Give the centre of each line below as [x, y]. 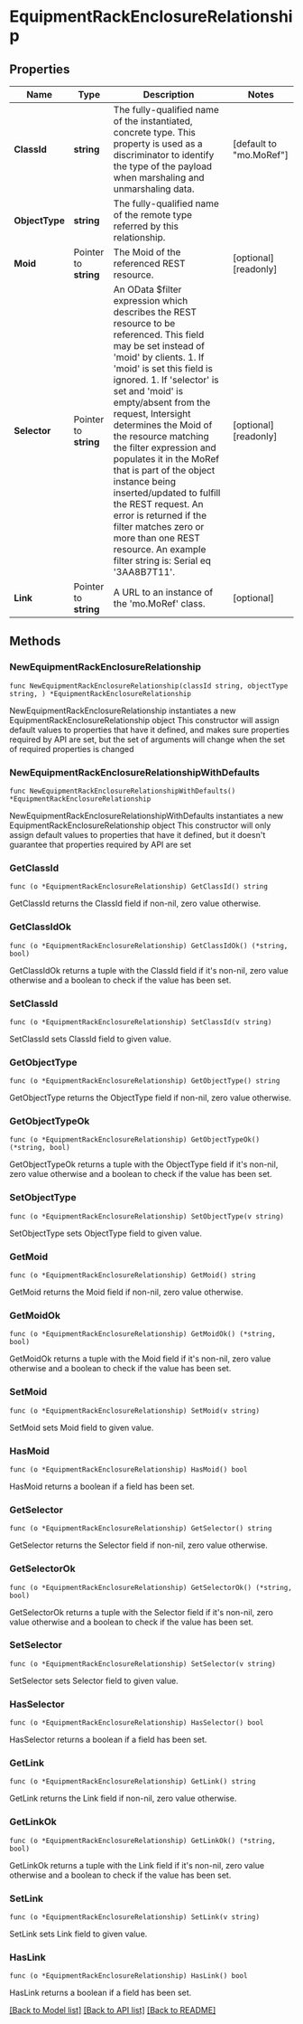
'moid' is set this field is [163, 368]
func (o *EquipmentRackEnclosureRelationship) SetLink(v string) [134, 1917]
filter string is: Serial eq [162, 560]
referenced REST [149, 264]
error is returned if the [160, 515]
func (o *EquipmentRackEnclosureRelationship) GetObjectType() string [145, 1081]
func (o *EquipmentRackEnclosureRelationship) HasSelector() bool [137, 1723]
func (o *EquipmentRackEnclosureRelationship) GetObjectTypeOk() [134, 1140]
